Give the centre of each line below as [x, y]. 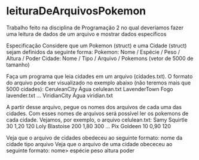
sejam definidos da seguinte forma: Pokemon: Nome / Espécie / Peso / [93, 52]
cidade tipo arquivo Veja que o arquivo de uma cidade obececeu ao [89, 144]
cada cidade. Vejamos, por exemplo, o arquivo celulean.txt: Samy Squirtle [97, 120]
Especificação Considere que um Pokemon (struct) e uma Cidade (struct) [97, 46]
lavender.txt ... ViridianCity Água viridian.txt [60, 95]
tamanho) [18, 65]
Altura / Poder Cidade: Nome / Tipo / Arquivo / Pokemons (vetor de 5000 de [100, 58]
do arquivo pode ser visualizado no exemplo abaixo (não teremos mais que [99, 83]
